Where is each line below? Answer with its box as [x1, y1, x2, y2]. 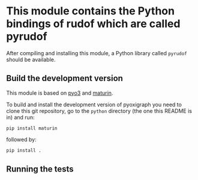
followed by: [6, 136, 37, 143]
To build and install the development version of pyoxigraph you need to [6, 101, 182, 108]
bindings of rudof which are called [6, 17, 181, 31]
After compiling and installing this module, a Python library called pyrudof [6, 49, 187, 56]
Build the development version [6, 73, 123, 83]
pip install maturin [6, 125, 58, 131]
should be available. [6, 56, 56, 63]
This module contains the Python [6, 4, 175, 18]
